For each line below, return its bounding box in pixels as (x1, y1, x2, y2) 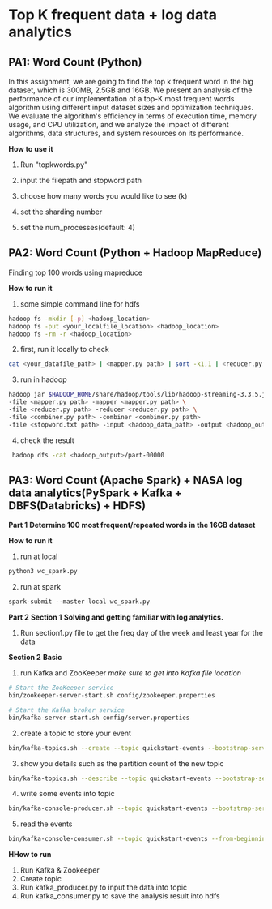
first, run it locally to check (19, 345, 109, 354)
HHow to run (8, 850, 52, 860)
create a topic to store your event (19, 728, 132, 738)
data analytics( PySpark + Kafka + (8, 486, 182, 500)
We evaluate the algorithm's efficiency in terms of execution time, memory (8, 111, 257, 121)
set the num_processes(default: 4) (19, 223, 136, 232)
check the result (19, 435, 74, 445)
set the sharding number (19, 207, 103, 217)
